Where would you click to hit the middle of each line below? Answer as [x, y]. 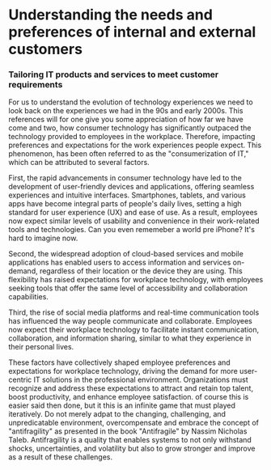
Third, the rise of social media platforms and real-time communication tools [134, 312]
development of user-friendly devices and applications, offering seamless [131, 187]
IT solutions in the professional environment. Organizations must [141, 380]
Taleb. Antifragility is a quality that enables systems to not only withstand [130, 440]
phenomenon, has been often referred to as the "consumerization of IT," [129, 154]
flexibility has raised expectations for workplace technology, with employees [136, 280]
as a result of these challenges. [61, 457]
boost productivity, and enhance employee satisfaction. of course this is [129, 397]
